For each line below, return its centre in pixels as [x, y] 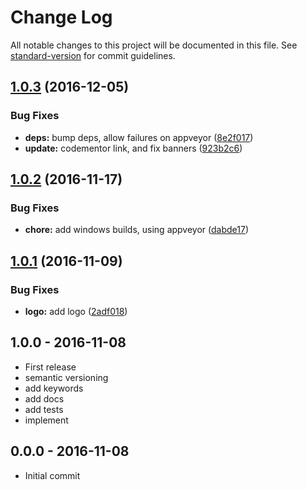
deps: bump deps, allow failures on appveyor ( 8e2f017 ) [139, 137]
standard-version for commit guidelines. [93, 55]
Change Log [61, 17]
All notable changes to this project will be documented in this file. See [154, 45]
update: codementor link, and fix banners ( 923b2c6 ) [133, 148]
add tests [44, 409]
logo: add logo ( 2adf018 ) [76, 311]
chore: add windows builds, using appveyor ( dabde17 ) [136, 230]
